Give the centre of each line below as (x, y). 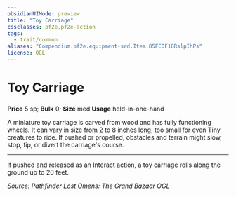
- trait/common (36, 40)
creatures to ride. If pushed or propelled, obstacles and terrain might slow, (115, 137)
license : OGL (26, 53)
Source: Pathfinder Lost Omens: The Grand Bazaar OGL (88, 186)
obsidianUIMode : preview (44, 14)
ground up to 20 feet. (38, 172)
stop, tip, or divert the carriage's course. (66, 144)
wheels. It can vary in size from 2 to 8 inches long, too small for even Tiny (114, 130)
